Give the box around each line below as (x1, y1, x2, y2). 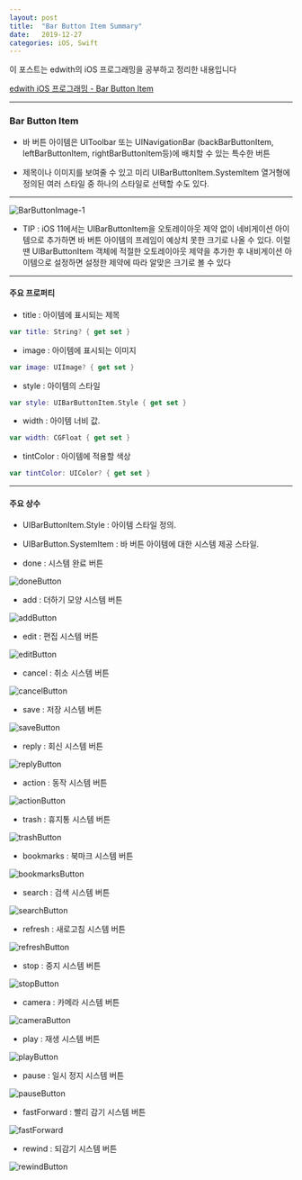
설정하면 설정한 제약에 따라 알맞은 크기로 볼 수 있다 (53, 257, 232, 268)
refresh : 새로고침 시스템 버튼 (22, 924, 126, 935)
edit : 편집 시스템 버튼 (22, 631, 99, 642)
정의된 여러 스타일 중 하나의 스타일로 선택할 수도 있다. (22, 177, 209, 189)
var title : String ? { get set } (9, 327, 130, 336)
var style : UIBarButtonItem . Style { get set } (9, 398, 187, 407)
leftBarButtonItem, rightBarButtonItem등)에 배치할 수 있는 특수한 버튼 (22, 148, 271, 159)
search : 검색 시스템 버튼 (22, 887, 111, 898)
